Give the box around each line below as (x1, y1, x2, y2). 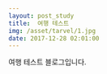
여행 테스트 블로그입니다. (8, 57, 87, 67)
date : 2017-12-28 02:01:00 (8, 34, 100, 43)
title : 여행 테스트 (8, 19, 70, 27)
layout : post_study (8, 11, 75, 20)
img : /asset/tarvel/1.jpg (8, 27, 96, 35)
